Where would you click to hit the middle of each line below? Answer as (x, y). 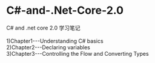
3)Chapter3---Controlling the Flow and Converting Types (78, 53)
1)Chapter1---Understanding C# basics (55, 41)
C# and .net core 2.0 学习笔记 (43, 28)
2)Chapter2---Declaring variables (48, 47)
